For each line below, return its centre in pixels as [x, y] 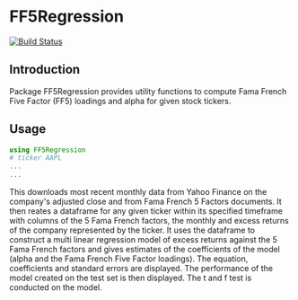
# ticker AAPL [36, 158]
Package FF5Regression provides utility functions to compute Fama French [148, 91]
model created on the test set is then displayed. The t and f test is [131, 278]
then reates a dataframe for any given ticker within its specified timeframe [146, 211]
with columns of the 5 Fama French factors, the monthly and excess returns [149, 221]
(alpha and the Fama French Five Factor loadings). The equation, [129, 259]
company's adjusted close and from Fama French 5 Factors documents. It [146, 202]
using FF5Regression [48, 150]
